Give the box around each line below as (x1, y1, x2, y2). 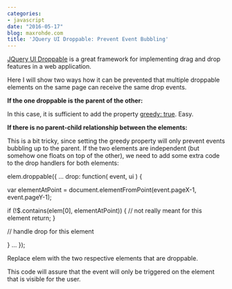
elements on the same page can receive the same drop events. (7, 83, 187, 91)
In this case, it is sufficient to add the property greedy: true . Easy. (7, 110, 194, 119)
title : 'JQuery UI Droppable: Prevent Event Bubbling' (7, 36, 169, 43)
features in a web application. (7, 62, 92, 71)
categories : (7, 10, 42, 17)
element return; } (7, 214, 55, 222)
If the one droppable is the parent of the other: (7, 96, 143, 105)
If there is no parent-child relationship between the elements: (7, 123, 188, 132)
